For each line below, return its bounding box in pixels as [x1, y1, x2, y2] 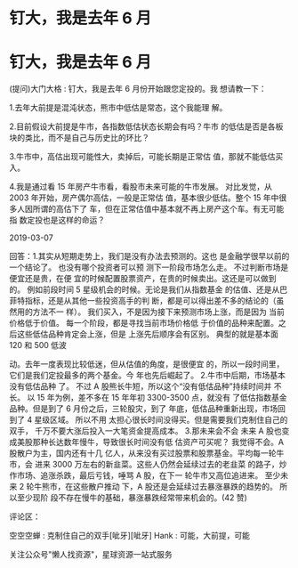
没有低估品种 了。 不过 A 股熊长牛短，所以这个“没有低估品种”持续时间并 [9, 381, 272, 392]
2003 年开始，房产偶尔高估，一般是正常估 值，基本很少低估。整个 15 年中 [9, 192, 279, 203]
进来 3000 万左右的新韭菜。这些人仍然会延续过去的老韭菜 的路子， [34, 459, 279, 470]
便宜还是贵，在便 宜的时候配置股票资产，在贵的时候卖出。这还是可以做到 [9, 273, 277, 284]
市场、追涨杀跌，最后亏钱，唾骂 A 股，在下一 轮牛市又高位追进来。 [16, 470, 263, 481]
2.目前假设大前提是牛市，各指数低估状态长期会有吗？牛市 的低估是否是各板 [9, 121, 284, 132]
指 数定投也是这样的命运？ [9, 215, 105, 225]
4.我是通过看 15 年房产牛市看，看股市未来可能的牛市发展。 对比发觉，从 [9, 182, 273, 192]
